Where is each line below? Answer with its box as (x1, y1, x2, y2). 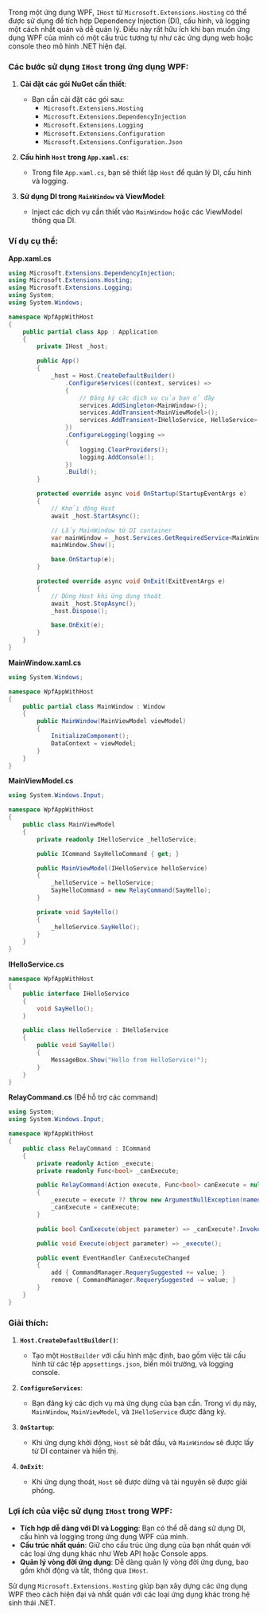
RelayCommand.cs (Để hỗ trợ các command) (8, 1092, 159, 1102)
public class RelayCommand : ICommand (22, 1144, 151, 1152)
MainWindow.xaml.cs (8, 658, 82, 667)
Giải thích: (8, 1317, 49, 1328)
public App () (37, 357, 80, 365)
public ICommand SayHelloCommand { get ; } (37, 850, 180, 858)
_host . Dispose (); (50, 607, 109, 615)
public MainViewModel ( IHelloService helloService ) (37, 864, 208, 872)
